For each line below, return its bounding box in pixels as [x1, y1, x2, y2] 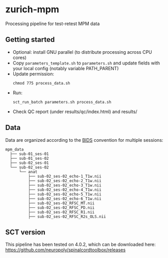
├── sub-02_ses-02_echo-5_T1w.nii [28, 191, 102, 197]
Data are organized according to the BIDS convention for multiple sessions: [5, 137, 163, 143]
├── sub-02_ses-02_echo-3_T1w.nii [28, 183, 102, 188]
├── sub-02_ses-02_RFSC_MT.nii [28, 201, 95, 206]
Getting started [5, 35, 55, 44]
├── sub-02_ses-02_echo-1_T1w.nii [28, 174, 102, 179]
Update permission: [12, 71, 55, 77]
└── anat [18, 169, 38, 175]
